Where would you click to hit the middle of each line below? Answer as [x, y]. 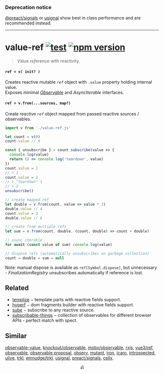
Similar [16, 336]
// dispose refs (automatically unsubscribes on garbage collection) [77, 253]
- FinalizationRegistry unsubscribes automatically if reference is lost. [74, 272]
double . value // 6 [24, 218]
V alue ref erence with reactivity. [49, 61]
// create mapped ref [27, 200]
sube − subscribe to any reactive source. [53, 310]
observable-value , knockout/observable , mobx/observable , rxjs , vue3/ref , [79, 348]
